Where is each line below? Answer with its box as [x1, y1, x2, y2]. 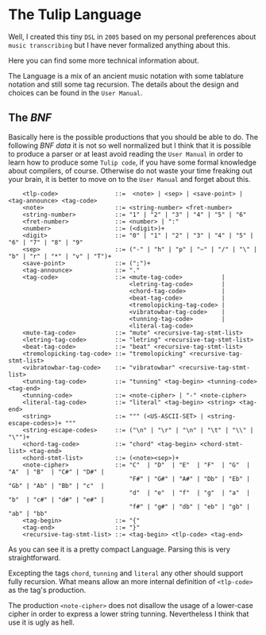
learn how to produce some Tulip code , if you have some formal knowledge [8, 157, 256, 167]
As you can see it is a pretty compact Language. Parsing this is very [8, 544, 230, 554]
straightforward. [8, 552, 61, 562]
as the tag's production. [8, 585, 87, 594]
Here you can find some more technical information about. [8, 56, 200, 65]
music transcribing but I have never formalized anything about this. [8, 40, 230, 49]
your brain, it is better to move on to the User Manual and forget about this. [8, 174, 251, 184]
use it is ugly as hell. [8, 618, 75, 627]
